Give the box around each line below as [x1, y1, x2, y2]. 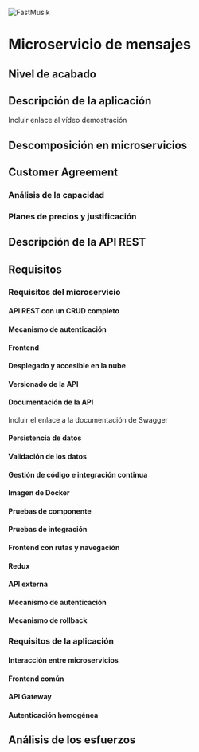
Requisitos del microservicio [8, 286, 121, 297]
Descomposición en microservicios [8, 138, 188, 152]
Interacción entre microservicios [8, 655, 119, 665]
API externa [8, 579, 49, 589]
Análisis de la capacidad [8, 190, 105, 201]
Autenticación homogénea [8, 710, 99, 719]
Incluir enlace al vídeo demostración [8, 116, 127, 125]
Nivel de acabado [8, 67, 97, 81]
